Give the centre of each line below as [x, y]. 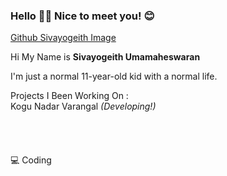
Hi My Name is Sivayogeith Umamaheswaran [105, 57]
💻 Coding [31, 160]
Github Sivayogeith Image [63, 38]
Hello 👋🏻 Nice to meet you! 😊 [82, 16]
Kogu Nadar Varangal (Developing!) [83, 106]
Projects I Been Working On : [69, 96]
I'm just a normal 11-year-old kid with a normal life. [114, 76]
